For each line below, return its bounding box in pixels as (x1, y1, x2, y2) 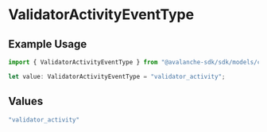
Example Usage (8, 37, 87, 51)
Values (8, 95, 44, 108)
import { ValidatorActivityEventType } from (8, 58, 158, 66)
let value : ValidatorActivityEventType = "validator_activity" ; (8, 72, 226, 80)
